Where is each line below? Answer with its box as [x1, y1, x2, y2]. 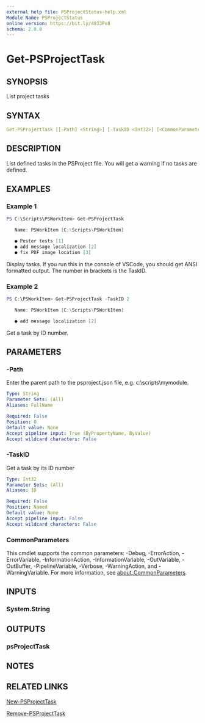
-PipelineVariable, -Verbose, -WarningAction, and [33, 562, 157, 570]
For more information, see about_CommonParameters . [51, 569, 187, 576]
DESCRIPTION [6, 144, 61, 154]
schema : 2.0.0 [6, 26, 43, 32]
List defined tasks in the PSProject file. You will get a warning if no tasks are [6, 159, 197, 167]
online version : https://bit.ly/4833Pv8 [6, 20, 111, 26]
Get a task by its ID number [6, 464, 75, 471]
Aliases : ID [6, 487, 37, 493]
